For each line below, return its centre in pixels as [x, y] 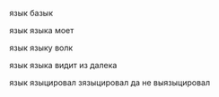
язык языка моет [42, 30]
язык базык [31, 13]
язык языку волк [41, 48]
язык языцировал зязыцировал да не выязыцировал [110, 83]
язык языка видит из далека [63, 65]
